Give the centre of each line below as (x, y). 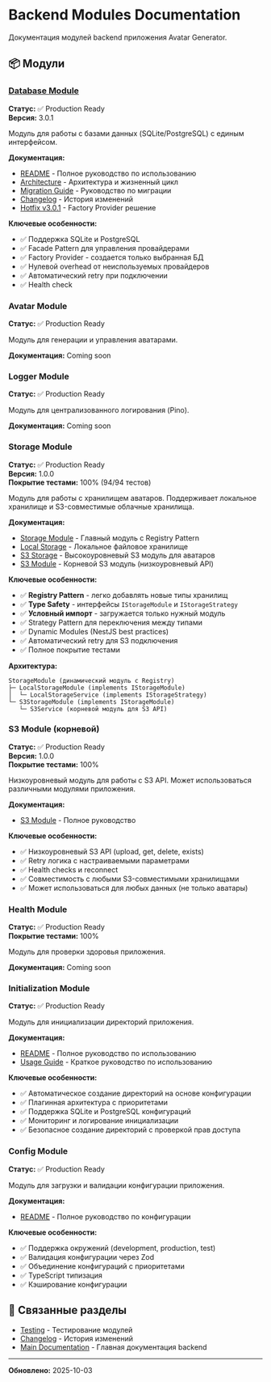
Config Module (38, 1151)
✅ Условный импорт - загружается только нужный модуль (123, 613)
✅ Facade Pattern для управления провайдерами (104, 248)
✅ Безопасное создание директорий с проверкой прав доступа (130, 1130)
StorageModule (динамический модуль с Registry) (92, 680)
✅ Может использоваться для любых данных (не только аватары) (134, 888)
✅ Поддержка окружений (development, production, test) (118, 1248)
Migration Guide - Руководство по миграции (96, 190)
